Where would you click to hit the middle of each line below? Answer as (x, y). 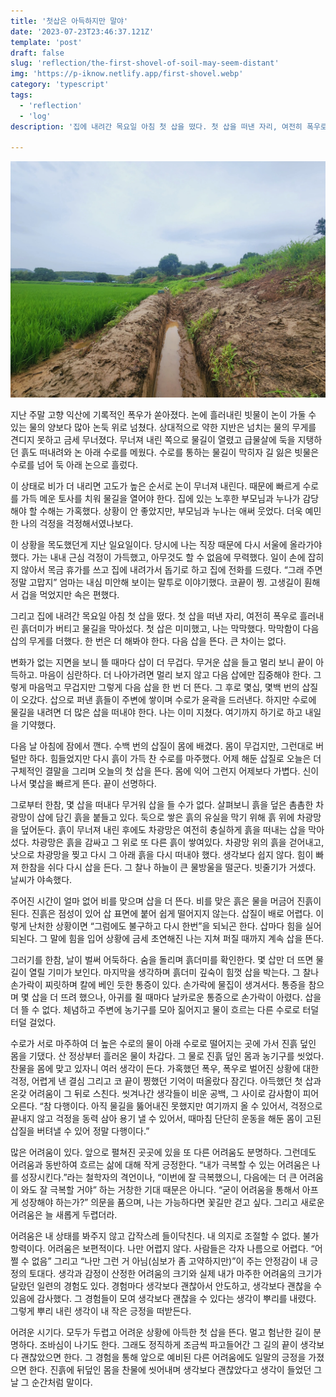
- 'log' (35, 116)
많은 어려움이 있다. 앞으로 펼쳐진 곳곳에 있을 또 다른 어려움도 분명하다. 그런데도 (163, 1152)
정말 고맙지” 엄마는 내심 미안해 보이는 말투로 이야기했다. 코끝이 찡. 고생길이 (156, 582)
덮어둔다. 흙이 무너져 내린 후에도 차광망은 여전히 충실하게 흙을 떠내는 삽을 (163, 830)
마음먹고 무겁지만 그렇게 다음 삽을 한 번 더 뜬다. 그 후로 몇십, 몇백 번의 (164, 687)
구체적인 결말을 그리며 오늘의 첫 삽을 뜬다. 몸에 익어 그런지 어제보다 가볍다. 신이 (165, 771)
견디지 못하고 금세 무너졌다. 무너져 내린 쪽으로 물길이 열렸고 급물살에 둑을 (153, 440)
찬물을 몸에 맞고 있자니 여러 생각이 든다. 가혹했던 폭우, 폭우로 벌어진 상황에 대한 (165, 1069)
